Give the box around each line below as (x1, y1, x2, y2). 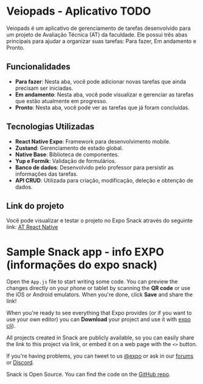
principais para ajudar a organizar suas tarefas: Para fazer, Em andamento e (6, 37, 196, 45)
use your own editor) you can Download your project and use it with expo (6, 316, 191, 323)
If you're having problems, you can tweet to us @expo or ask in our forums (6, 352, 194, 360)
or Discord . (6, 359, 35, 366)
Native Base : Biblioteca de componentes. (15, 151, 120, 158)
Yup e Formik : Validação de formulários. (15, 157, 117, 164)
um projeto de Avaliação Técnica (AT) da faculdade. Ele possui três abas (6, 31, 188, 38)
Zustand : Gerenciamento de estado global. (15, 144, 123, 151)
